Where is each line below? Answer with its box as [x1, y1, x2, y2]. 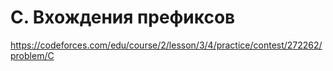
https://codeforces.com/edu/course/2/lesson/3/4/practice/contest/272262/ [10, 39, 323, 51]
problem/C [10, 49, 55, 61]
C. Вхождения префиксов [10, 6, 236, 29]
